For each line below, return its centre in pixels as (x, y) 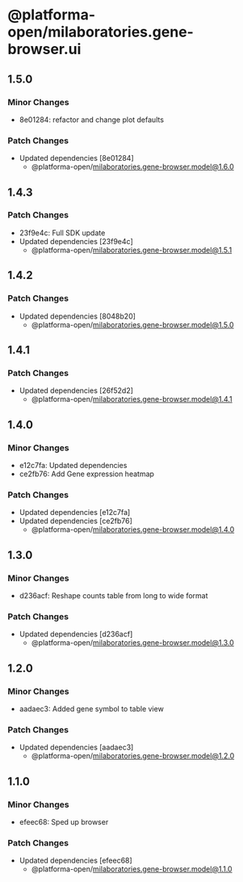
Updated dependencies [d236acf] (76, 634)
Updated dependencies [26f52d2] (76, 390)
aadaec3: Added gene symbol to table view (92, 708)
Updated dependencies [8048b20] (78, 316)
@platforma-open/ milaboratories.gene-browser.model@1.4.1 (132, 399)
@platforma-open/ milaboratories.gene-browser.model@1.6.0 (133, 167)
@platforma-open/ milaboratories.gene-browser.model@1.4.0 (133, 530)
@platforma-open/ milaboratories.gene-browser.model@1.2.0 (133, 756)
